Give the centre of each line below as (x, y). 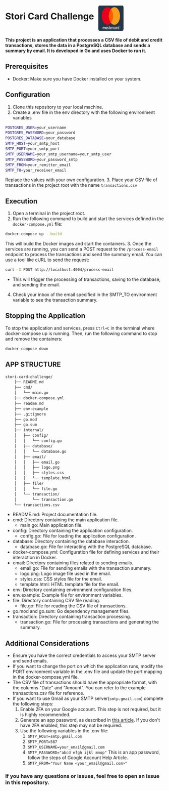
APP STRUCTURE (33, 365)
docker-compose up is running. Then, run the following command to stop (81, 333)
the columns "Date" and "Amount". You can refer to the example (79, 688)
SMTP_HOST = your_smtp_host (32, 144)
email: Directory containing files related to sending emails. (73, 563)
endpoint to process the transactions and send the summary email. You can (84, 255)
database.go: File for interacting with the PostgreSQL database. (86, 547)
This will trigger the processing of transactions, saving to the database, (87, 279)
